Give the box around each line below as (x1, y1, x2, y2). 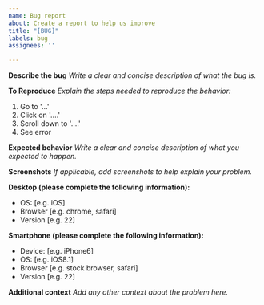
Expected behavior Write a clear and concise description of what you (8, 143, 240, 152)
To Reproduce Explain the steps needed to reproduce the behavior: (8, 86, 231, 96)
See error (19, 128, 52, 137)
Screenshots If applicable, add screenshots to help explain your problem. (8, 167, 252, 177)
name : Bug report (8, 11, 66, 20)
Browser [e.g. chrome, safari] (19, 206, 118, 217)
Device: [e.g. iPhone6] (19, 246, 94, 256)
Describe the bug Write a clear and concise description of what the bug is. (8, 71, 257, 80)
